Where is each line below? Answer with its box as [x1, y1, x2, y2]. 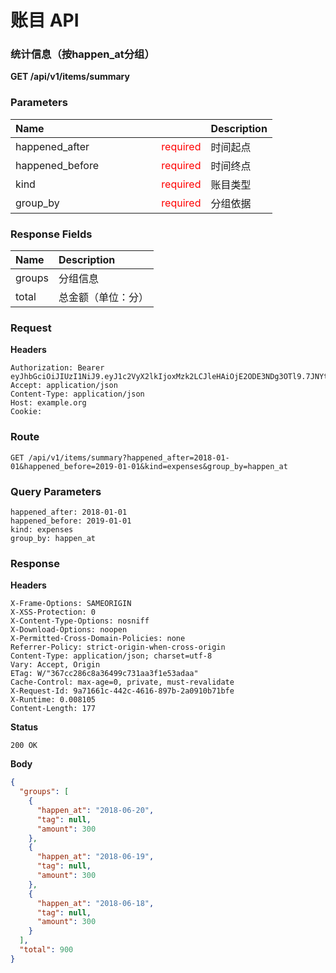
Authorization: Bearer [10, 363, 105, 373]
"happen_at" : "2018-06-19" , [36, 852, 155, 862]
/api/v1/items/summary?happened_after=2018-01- [28, 452, 230, 463]
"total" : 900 [19, 945, 74, 955]
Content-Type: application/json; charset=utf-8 [10, 651, 213, 661]
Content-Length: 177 [10, 704, 97, 714]
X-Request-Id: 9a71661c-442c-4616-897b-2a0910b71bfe [10, 686, 235, 696]
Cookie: [10, 407, 43, 417]
